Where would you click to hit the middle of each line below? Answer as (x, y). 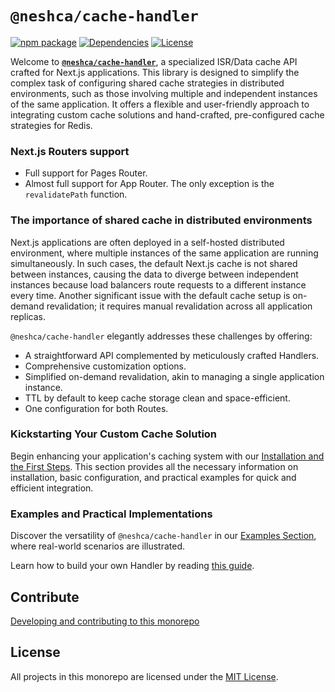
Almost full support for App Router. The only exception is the (149, 184)
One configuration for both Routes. (96, 408)
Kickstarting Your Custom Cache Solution (114, 434)
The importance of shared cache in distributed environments (161, 220)
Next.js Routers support (70, 151)
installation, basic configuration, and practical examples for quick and (153, 477)
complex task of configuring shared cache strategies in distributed (147, 83)
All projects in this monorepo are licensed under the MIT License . (144, 676)
